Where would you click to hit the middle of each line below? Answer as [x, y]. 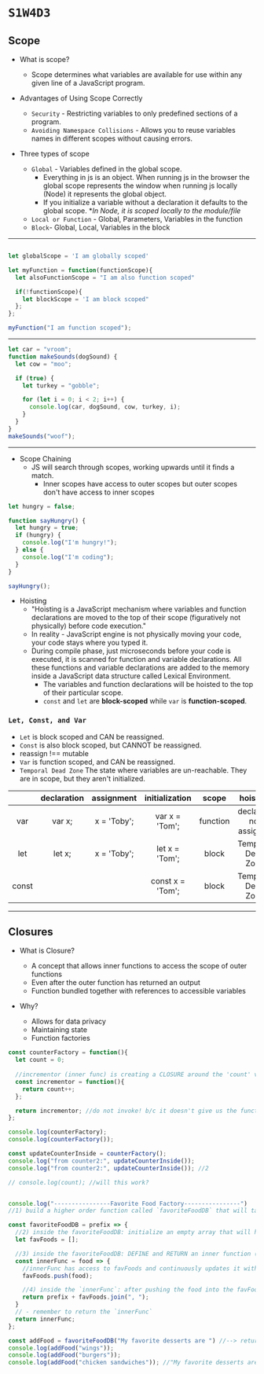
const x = [168, 880]
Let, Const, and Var [48, 720]
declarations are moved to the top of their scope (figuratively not [136, 618]
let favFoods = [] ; [47, 1240]
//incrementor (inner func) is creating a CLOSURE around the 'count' [133, 1075]
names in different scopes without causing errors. [112, 138]
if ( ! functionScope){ [49, 292]
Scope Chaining [46, 458]
